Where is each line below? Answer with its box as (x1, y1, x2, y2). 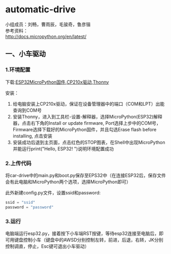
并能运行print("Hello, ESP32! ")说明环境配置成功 (12, 145, 114, 152)
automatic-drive (5, 4, 76, 15)
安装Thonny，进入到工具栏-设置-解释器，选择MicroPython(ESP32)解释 (12, 113, 163, 120)
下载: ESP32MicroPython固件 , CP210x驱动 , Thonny (5, 79, 109, 85)
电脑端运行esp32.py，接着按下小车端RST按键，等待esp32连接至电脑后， (5, 230, 159, 237)
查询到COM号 (12, 107, 42, 113)
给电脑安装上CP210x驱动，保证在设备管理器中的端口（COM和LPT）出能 (12, 101, 165, 107)
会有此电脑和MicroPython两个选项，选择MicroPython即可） (5, 179, 132, 185)
